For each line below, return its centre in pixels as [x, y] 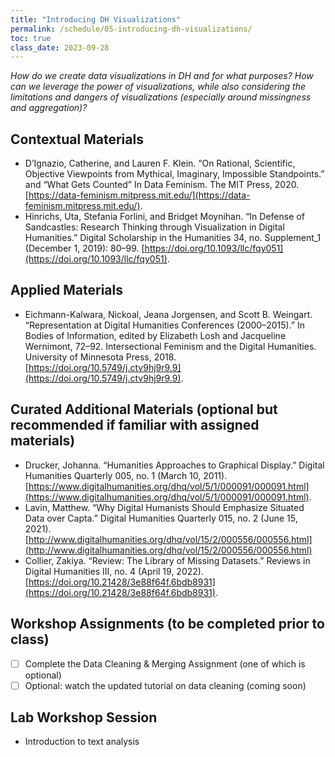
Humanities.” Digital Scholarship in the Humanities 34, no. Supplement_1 [173, 238]
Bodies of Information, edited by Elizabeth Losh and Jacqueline [155, 335]
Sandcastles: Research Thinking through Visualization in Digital [154, 227]
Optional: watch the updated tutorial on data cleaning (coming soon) [165, 685]
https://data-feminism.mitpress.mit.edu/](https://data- [139, 195]
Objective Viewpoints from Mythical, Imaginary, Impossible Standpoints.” [174, 174]
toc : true [31, 38]
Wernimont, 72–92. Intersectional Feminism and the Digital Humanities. [170, 346]
